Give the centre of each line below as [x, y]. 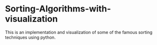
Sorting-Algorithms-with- [58, 9]
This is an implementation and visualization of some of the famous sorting [79, 32]
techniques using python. [30, 37]
